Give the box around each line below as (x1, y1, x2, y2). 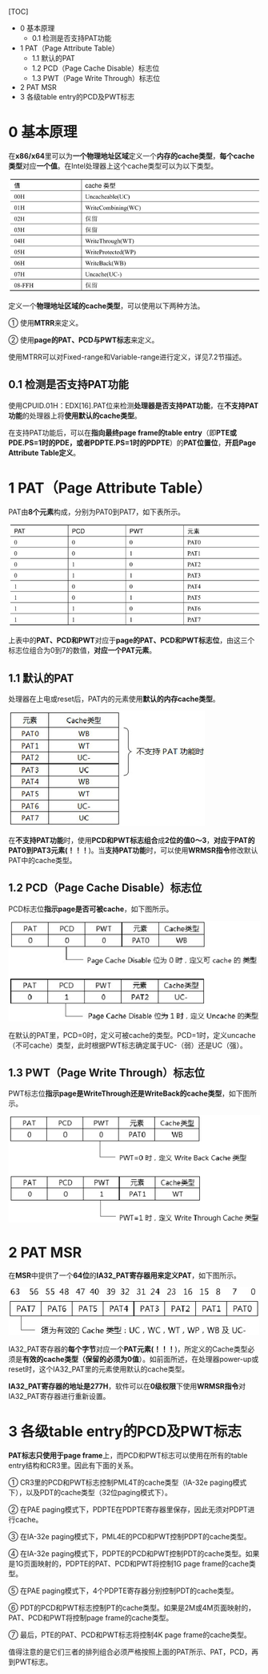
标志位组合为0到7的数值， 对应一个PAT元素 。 (8, 646, 157, 655)
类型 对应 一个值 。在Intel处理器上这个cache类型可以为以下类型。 (8, 160, 218, 171)
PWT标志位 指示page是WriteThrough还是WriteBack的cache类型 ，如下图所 (8, 1088, 258, 1098)
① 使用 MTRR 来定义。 (8, 318, 83, 327)
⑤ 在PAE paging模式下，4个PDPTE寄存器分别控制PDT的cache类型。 (8, 1586, 238, 1595)
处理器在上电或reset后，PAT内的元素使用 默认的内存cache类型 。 (8, 694, 220, 703)
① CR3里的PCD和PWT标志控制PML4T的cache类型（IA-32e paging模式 (8, 1477, 247, 1487)
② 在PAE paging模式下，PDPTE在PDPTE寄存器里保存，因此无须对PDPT (8, 1505, 248, 1514)
